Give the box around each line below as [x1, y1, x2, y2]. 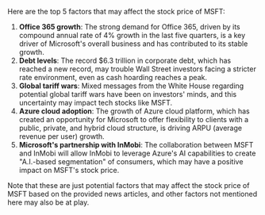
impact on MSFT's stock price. [18, 166, 120, 175]
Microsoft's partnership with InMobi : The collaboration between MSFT [18, 140, 254, 149]
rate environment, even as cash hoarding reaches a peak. [18, 73, 208, 82]
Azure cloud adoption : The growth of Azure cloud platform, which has [18, 106, 251, 116]
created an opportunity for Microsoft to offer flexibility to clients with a [18, 115, 249, 124]
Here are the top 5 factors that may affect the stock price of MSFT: [7, 7, 225, 16]
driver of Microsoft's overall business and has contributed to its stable [18, 39, 248, 48]
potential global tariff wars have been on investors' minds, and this [18, 90, 237, 98]
